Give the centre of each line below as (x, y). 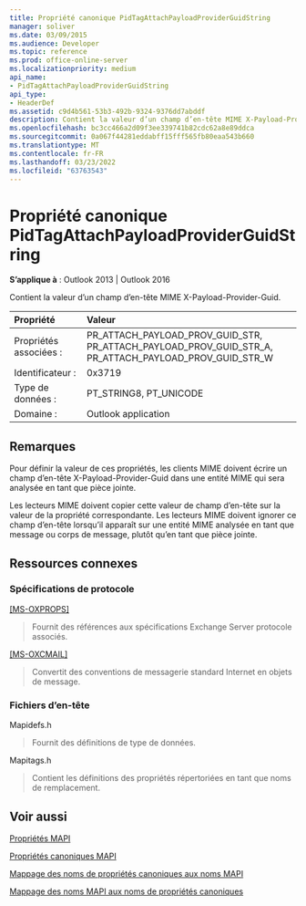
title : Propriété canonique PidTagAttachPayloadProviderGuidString (140, 18)
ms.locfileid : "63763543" (58, 171)
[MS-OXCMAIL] (39, 654)
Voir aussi (38, 816)
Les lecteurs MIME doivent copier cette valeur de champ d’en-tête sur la (145, 505)
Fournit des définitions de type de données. (113, 743)
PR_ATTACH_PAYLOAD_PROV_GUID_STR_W (179, 359)
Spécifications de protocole (72, 589)
